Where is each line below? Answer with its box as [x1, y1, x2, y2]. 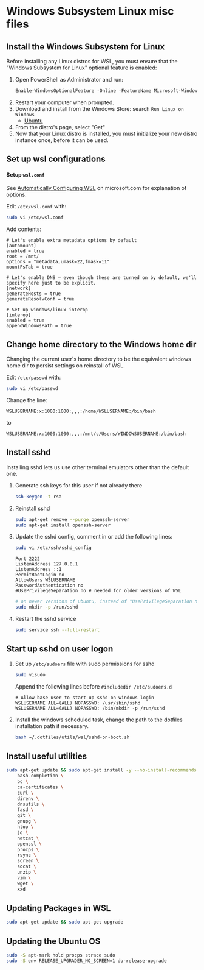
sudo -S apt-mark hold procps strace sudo [6, 952, 115, 958]
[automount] [6, 242, 36, 249]
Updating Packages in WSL [6, 903, 111, 913]
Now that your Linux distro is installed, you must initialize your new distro [15, 130, 198, 137]
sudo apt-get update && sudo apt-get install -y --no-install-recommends [6, 767, 197, 773]
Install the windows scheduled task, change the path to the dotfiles [15, 716, 183, 723]
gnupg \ [17, 818, 36, 824]
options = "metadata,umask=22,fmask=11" [6, 259, 110, 265]
